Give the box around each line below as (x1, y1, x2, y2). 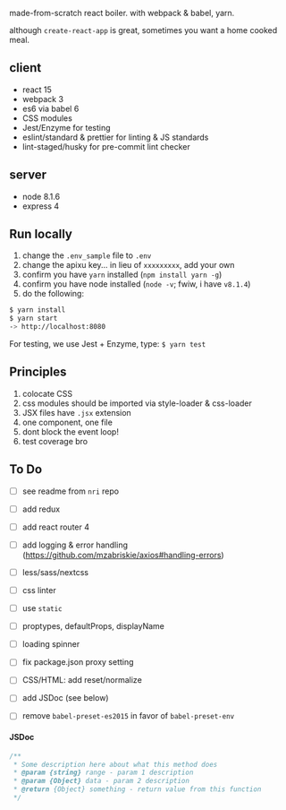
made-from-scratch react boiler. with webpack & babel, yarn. (9, 8, 235, 18)
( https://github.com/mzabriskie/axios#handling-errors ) (21, 549, 225, 560)
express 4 (21, 201, 60, 211)
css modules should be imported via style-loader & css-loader (21, 398, 252, 409)
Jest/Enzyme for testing (21, 122, 111, 133)
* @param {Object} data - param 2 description (13, 777, 190, 786)
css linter (21, 585, 56, 595)
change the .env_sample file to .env (21, 250, 152, 261)
